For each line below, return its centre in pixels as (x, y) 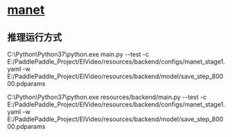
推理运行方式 (35, 37)
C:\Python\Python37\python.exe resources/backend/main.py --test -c (107, 97)
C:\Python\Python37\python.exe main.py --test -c (78, 54)
